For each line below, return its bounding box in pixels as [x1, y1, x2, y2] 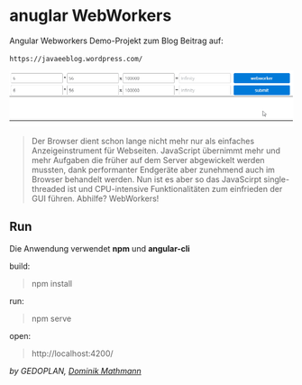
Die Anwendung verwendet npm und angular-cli [9, 243, 191, 253]
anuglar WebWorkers [9, 5, 172, 26]
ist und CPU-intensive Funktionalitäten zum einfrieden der [67, 183, 283, 194]
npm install [31, 278, 73, 289]
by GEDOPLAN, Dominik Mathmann [9, 365, 142, 376]
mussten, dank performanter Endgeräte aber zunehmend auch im [31, 164, 275, 175]
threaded [31, 183, 66, 194]
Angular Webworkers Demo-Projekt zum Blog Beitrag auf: [9, 35, 224, 46]
